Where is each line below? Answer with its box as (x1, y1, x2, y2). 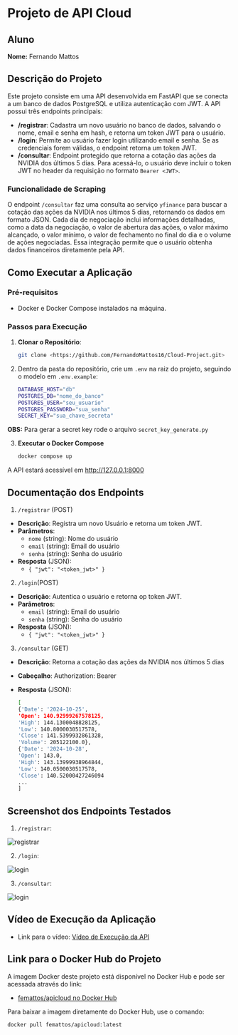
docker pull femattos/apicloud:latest (7, 1021, 122, 1028)
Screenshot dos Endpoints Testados (7, 805, 172, 817)
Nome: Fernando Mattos (7, 52, 80, 61)
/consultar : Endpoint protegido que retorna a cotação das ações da (17, 151, 217, 160)
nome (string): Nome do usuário (28, 535, 119, 543)
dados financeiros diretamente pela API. (7, 246, 125, 254)
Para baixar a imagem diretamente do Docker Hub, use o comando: (7, 1007, 205, 1016)
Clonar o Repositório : (17, 338, 82, 346)
